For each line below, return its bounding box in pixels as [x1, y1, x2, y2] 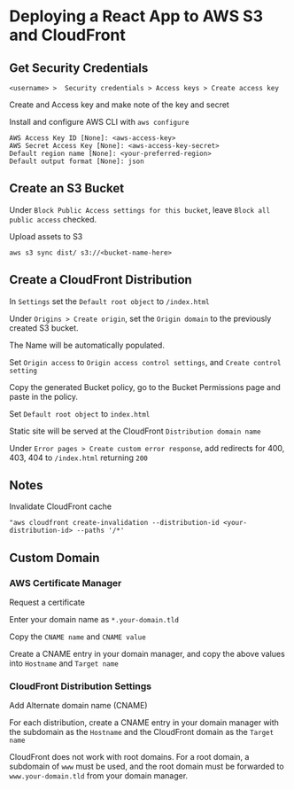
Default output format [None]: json [9, 157, 144, 166]
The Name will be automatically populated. [9, 340, 166, 350]
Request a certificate [9, 597, 86, 608]
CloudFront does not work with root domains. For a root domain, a [9, 752, 250, 763]
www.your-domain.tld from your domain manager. [9, 770, 189, 781]
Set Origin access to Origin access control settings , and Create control [9, 356, 282, 367]
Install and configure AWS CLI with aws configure [9, 117, 190, 127]
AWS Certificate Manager [9, 576, 122, 589]
